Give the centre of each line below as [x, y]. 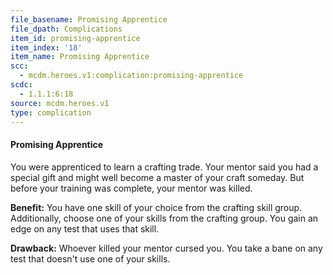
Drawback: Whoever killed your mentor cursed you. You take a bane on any [166, 248]
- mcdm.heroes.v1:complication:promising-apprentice [131, 76]
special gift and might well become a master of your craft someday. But [157, 177]
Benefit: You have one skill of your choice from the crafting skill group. [156, 207]
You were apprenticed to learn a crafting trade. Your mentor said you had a [164, 167]
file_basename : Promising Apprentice [89, 19]
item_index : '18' [46, 47]
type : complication [51, 112]
